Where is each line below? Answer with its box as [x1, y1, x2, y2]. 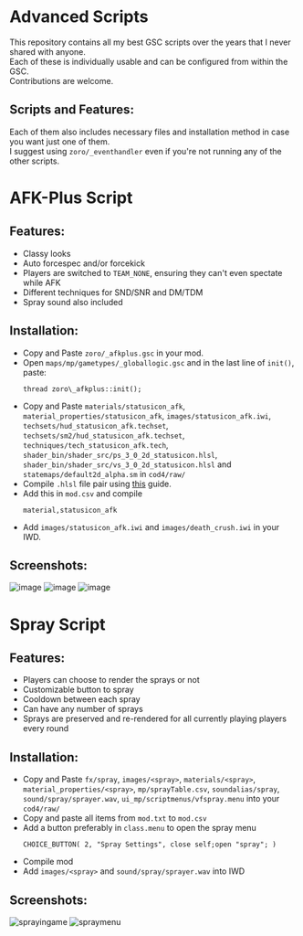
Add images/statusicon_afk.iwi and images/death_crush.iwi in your [22, 521, 280, 532]
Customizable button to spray [22, 684, 134, 696]
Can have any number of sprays [22, 704, 143, 715]
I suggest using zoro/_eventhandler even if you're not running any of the [9, 145, 282, 156]
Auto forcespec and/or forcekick [22, 258, 146, 269]
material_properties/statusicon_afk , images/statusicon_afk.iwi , [22, 409, 272, 421]
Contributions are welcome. [9, 75, 114, 86]
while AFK [22, 277, 61, 288]
